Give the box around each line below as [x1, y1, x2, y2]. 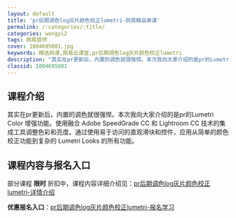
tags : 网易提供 [7, 37, 48, 44]
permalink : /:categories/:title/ [7, 23, 105, 30]
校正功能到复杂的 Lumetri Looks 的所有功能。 [7, 136, 138, 145]
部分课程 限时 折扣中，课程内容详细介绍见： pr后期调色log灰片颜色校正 [7, 179, 211, 188]
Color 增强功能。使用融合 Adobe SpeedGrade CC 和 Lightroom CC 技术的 [7, 119, 220, 127]
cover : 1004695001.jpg [7, 43, 74, 50]
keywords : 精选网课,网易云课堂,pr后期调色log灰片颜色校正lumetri [7, 50, 183, 57]
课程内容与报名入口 [7, 159, 91, 171]
